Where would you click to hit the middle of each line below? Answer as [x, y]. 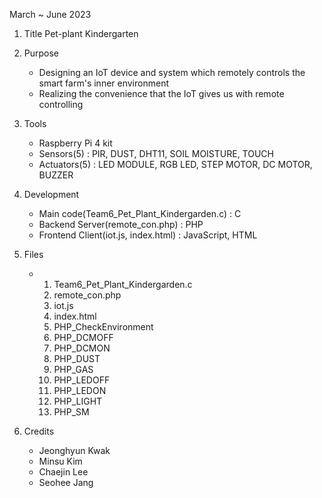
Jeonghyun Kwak [74, 450]
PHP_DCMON [82, 348]
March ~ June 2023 [50, 14]
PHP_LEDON [80, 390]
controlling [61, 104]
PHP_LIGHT [78, 401]
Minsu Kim [60, 461]
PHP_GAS [73, 369]
